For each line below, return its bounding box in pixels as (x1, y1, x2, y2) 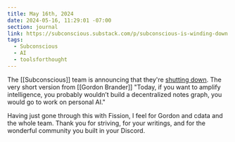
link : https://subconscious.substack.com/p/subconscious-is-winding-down (7, 30, 229, 37)
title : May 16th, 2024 (7, 10, 74, 18)
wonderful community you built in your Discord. (7, 126, 146, 134)
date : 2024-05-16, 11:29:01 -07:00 (7, 17, 112, 24)
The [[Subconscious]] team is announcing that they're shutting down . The (7, 75, 222, 84)
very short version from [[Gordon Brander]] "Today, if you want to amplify (7, 82, 221, 91)
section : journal (7, 23, 58, 30)
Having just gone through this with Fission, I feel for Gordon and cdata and (7, 111, 223, 120)
